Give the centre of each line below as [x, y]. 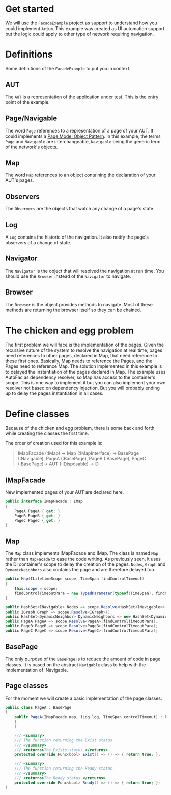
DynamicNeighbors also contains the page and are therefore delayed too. [80, 570]
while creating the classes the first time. [47, 433]
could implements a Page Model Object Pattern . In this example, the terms [83, 136]
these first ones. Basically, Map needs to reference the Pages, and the [79, 361]
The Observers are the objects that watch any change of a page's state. [80, 209]
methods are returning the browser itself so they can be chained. [73, 310]
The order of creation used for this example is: [54, 443]
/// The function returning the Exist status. [65, 740]
